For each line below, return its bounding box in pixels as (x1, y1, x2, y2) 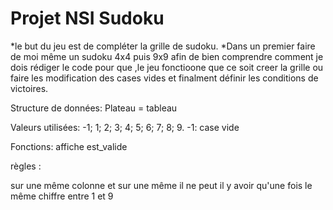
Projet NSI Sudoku (10, 7, 165, 30)
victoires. (10, 82, 49, 94)
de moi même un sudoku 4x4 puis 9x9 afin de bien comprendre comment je (10, 50, 324, 62)
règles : (10, 160, 42, 172)
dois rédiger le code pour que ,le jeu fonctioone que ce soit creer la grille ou (10, 61, 324, 73)
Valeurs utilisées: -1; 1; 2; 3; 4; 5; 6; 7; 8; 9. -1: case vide (10, 121, 240, 133)
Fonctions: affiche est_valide (10, 140, 128, 152)
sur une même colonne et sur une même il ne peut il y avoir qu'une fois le (10, 179, 313, 191)
